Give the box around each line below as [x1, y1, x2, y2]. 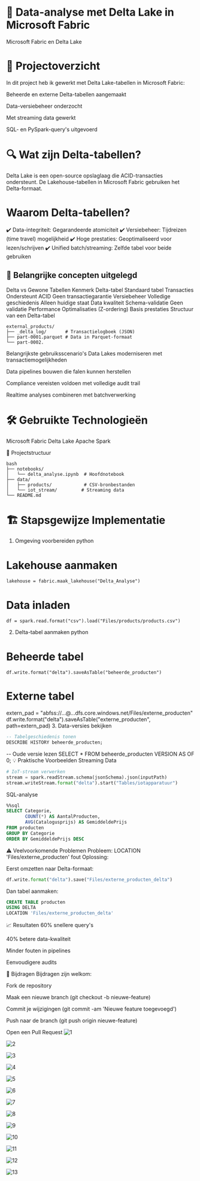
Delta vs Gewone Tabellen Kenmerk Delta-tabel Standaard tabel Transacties [6, 286, 194, 294]
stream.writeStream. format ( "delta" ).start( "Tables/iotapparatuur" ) [6, 780, 178, 786]
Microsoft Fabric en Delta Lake [6, 38, 82, 45]
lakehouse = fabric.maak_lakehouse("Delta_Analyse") [6, 578, 141, 584]
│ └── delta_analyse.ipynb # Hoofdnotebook [6, 471, 125, 477]
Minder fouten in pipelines [6, 947, 71, 954]
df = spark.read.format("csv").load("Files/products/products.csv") [6, 618, 181, 624]
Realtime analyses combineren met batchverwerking [6, 391, 136, 398]
